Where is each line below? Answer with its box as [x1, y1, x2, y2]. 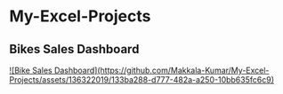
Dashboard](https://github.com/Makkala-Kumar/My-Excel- [53, 65, 270, 75]
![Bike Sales [9, 65, 53, 75]
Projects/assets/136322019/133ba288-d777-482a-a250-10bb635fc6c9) [9, 74, 274, 85]
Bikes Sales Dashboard [9, 42, 140, 57]
